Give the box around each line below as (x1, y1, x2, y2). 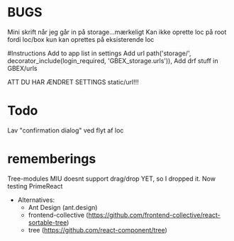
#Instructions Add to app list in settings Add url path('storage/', (7, 49, 191, 57)
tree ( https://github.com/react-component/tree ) (28, 225, 168, 234)
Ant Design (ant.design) (28, 203, 98, 211)
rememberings (7, 151, 96, 167)
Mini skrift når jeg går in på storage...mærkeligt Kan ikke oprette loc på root (7, 28, 227, 36)
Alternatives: (17, 196, 55, 204)
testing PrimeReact (7, 181, 63, 190)
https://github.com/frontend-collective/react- (88, 211, 221, 219)
